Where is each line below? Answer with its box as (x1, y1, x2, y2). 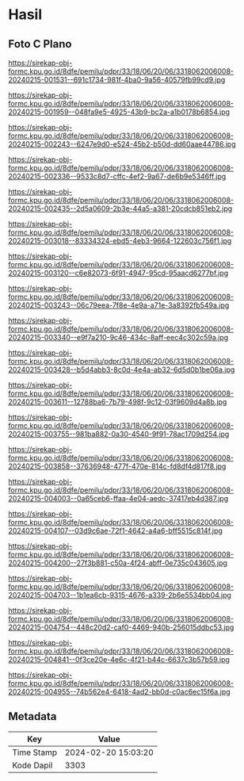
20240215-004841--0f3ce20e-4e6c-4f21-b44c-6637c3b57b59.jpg (8, 655, 230, 664)
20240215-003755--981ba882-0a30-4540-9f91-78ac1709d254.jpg (8, 430, 230, 438)
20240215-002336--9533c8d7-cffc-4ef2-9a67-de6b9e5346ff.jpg (8, 172, 227, 181)
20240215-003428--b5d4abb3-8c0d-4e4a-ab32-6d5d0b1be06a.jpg (8, 365, 235, 374)
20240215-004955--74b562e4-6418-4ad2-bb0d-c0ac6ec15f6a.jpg (8, 687, 231, 696)
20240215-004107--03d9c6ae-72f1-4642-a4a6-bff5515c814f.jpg (8, 526, 223, 535)
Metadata (8, 710, 57, 723)
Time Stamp (12, 747, 58, 758)
